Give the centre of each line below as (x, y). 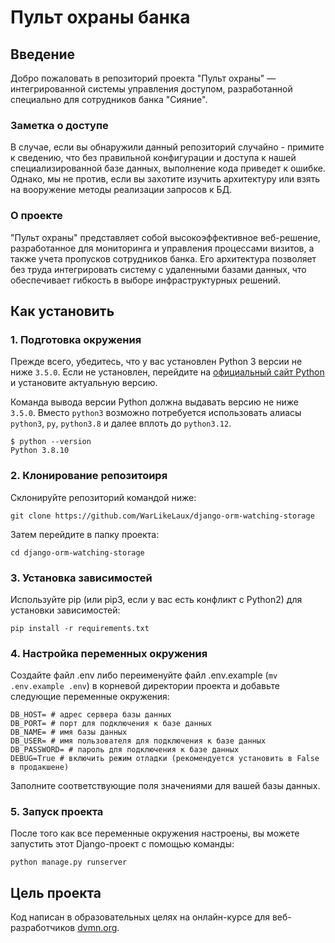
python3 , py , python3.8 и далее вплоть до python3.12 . (121, 423)
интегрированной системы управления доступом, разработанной (151, 89)
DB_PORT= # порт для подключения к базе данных (111, 724)
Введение (43, 54)
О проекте (36, 216)
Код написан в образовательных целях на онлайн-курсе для (140, 917)
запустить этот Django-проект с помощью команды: (122, 844)
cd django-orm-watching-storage (77, 552)
